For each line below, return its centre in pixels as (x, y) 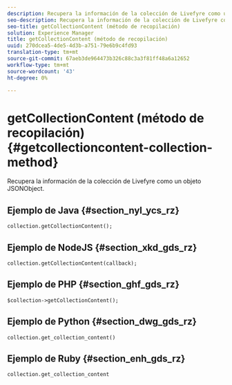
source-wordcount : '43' (41, 71)
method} (33, 162)
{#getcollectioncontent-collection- (110, 148)
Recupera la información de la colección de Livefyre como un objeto (104, 181)
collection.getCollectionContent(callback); (72, 263)
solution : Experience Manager (51, 33)
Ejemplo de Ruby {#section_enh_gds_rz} (96, 358)
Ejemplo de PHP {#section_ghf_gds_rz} (93, 284)
